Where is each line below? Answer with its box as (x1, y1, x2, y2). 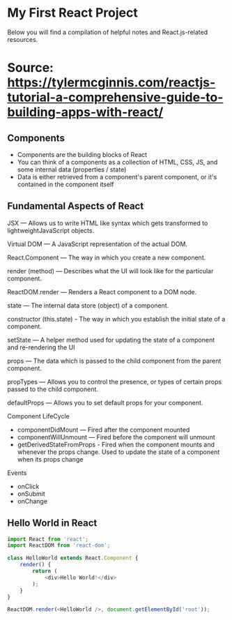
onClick (17, 482, 40, 490)
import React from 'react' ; (7, 536, 89, 543)
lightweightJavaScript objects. (7, 226, 95, 234)
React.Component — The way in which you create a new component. (7, 253, 206, 262)
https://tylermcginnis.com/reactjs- (7, 75, 216, 91)
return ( (32, 568, 58, 575)
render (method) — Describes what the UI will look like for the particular (7, 266, 214, 275)
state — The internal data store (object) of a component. (7, 301, 169, 310)
